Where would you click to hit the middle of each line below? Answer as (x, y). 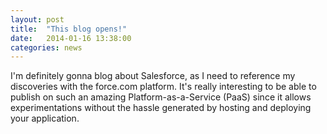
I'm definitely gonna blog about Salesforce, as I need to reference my (153, 76)
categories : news (46, 47)
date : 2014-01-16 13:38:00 (71, 38)
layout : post (37, 19)
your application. (45, 118)
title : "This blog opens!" (69, 29)
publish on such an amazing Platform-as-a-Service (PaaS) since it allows (161, 97)
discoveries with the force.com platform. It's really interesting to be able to (163, 87)
